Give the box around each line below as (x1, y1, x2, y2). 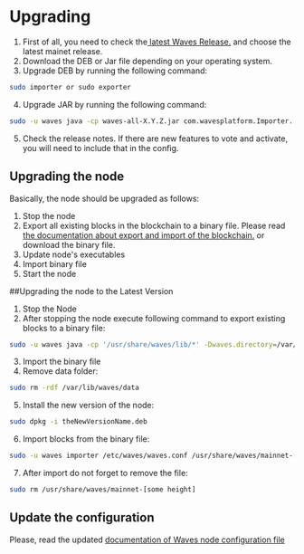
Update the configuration (9, 510, 155, 526)
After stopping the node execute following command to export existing (22, 312, 286, 323)
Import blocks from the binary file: (22, 434, 150, 444)
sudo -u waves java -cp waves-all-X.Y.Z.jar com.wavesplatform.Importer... (9, 116, 301, 126)
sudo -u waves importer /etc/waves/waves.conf (9, 451, 188, 461)
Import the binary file (22, 356, 101, 368)
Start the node (22, 268, 77, 279)
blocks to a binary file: (22, 322, 106, 333)
